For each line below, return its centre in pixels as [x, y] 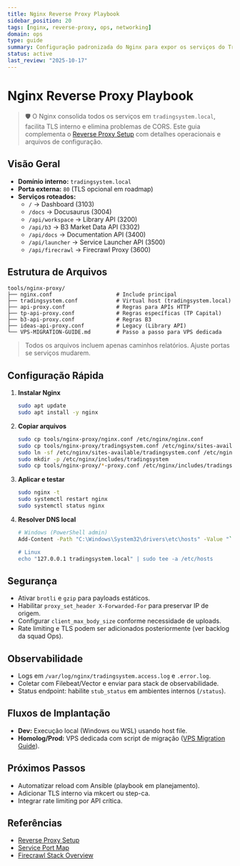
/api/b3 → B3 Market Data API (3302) [84, 227]
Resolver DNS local [47, 519]
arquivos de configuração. [64, 141]
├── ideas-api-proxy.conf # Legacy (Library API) [97, 326]
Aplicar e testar [41, 479]
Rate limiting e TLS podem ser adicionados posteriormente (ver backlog [124, 629]
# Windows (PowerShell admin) [63, 532]
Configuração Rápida [56, 375]
